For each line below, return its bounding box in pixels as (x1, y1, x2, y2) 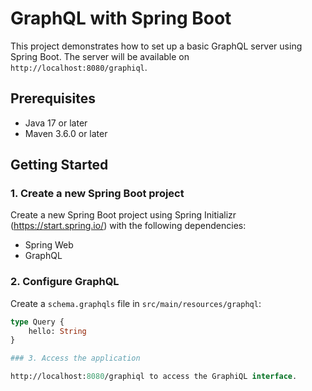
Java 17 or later (24, 117, 88, 129)
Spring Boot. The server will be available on (10, 50, 190, 62)
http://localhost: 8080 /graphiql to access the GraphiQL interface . (10, 372, 298, 382)
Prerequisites (10, 90, 96, 107)
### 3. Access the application (10, 353, 141, 364)
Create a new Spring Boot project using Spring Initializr (10, 209, 237, 221)
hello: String (28, 326, 87, 336)
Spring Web (24, 239, 74, 251)
